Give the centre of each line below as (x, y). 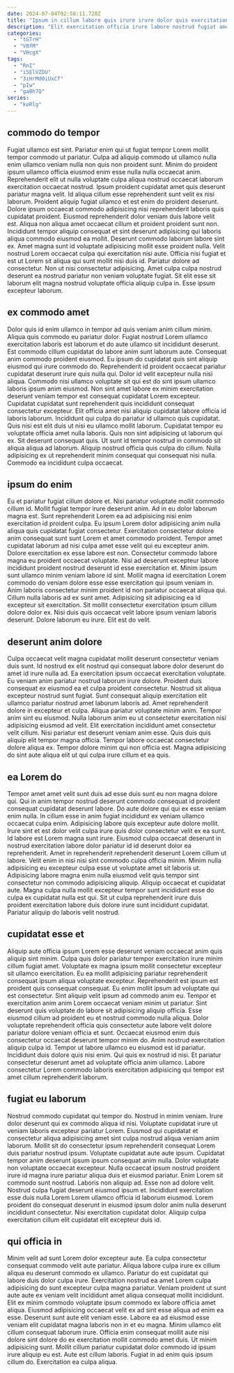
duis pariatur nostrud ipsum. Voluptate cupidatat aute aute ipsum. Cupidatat (116, 1153)
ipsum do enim (40, 485)
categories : (24, 33)
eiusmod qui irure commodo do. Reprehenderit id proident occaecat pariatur (117, 366)
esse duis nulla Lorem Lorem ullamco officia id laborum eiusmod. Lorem (110, 1197)
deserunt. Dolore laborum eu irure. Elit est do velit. (79, 620)
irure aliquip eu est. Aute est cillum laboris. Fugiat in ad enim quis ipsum (110, 1355)
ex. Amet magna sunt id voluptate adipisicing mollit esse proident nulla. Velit (116, 246)
